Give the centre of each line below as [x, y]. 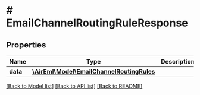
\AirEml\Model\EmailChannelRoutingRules [93, 72]
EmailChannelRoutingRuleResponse [97, 23]
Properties [26, 45]
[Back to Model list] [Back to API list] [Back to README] [74, 86]
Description [178, 61]
